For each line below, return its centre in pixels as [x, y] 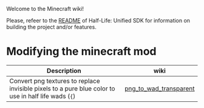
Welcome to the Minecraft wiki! [45, 9]
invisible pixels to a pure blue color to [62, 89]
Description [64, 70]
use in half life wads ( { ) [42, 96]
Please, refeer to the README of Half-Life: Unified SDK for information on [98, 20]
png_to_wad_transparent [159, 89]
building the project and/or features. [52, 27]
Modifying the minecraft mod [81, 52]
